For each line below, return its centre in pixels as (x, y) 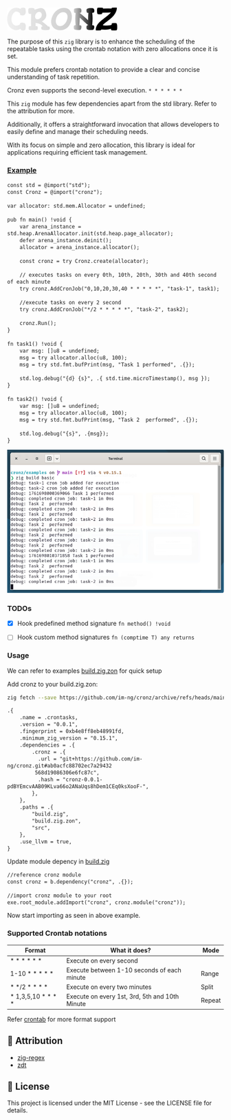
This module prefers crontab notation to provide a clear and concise (104, 69)
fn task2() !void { (35, 400)
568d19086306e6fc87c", (67, 773)
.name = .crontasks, (49, 718)
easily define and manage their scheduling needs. (78, 131)
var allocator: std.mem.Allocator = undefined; (77, 206)
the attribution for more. (41, 111)
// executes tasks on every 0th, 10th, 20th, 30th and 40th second (118, 275)
